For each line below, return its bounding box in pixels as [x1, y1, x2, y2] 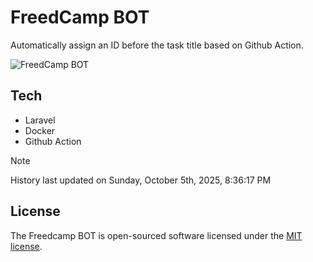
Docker [24, 124, 56, 136]
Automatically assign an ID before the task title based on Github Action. [10, 39, 304, 51]
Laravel [24, 114, 56, 126]
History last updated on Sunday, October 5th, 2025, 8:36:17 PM [10, 174, 272, 186]
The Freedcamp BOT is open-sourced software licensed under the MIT [10, 229, 303, 241]
